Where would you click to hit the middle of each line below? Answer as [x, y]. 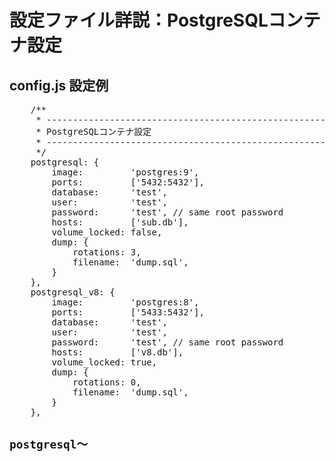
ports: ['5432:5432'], [128, 182]
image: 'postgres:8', [125, 302]
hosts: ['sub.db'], [120, 222]
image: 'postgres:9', [125, 172]
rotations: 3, [107, 252]
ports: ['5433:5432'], [128, 312]
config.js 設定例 [59, 85]
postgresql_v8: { [73, 292]
